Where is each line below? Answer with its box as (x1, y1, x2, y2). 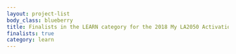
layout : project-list (6, 10, 70, 18)
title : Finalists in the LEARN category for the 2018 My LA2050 (6, 23, 199, 30)
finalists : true (6, 29, 54, 37)
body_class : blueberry (6, 17, 73, 24)
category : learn (6, 36, 54, 43)
